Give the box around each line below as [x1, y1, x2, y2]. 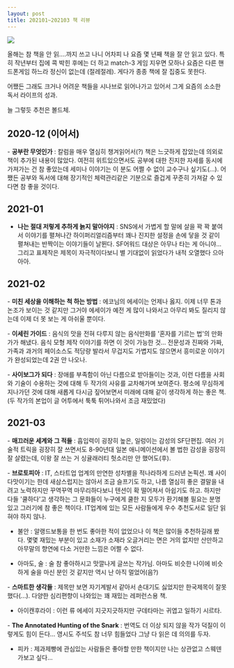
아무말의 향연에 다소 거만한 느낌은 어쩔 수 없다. [17, 544, 144, 552]
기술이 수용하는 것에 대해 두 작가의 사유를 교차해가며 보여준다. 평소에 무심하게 [14, 379, 225, 387]
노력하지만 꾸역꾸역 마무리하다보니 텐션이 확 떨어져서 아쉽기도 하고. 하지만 [19, 486, 221, 495]
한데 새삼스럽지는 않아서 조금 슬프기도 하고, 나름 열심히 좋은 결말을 [37, 477, 217, 486]
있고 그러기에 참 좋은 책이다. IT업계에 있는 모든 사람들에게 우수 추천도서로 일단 [7, 503, 219, 512]
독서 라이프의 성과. [7, 91, 58, 99]
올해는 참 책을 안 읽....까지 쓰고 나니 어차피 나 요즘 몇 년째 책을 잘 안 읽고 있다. [7, 49, 218, 58]
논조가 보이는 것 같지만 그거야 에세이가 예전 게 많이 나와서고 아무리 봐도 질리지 [7, 306, 219, 314]
